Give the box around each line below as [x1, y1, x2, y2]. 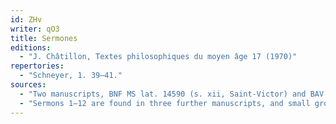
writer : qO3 [10, 24, 60, 34]
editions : [10, 42, 52, 53]
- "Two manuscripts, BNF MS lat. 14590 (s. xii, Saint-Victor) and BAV [19, 89, 325, 99]
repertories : [10, 61, 65, 71]
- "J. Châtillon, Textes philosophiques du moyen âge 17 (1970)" [19, 52, 298, 62]
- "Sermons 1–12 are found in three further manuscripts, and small [19, 98, 311, 108]
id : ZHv [10, 14, 43, 25]
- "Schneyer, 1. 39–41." [19, 71, 123, 81]
